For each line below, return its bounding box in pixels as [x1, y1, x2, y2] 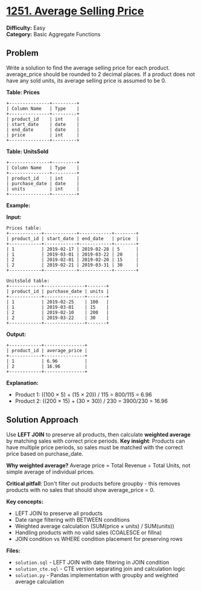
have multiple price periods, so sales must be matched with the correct [6, 443, 183, 450]
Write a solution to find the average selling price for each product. [6, 64, 170, 71]
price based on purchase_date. [6, 450, 83, 457]
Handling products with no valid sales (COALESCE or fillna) [14, 529, 162, 536]
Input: [6, 213, 22, 221]
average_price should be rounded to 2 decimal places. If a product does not [6, 71, 195, 78]
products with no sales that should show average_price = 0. [6, 486, 155, 493]
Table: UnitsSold [6, 148, 49, 155]
